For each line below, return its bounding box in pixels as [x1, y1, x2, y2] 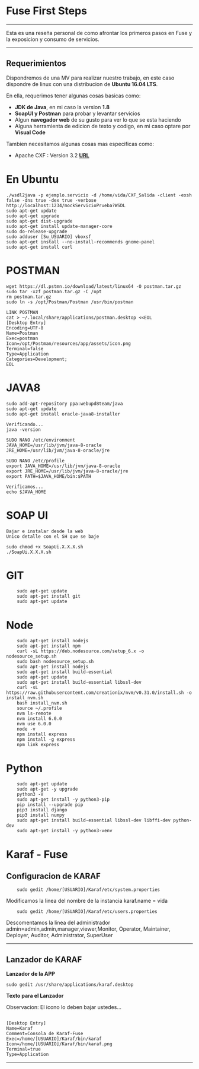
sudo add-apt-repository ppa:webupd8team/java [6, 401, 123, 407]
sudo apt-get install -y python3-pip [17, 797, 110, 802]
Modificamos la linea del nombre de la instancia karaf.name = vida [6, 897, 168, 905]
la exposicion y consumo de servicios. [6, 36, 99, 43]
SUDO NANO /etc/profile [6, 458, 65, 464]
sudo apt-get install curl [6, 244, 73, 250]
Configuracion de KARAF [6, 871, 101, 881]
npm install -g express [17, 737, 76, 743]
